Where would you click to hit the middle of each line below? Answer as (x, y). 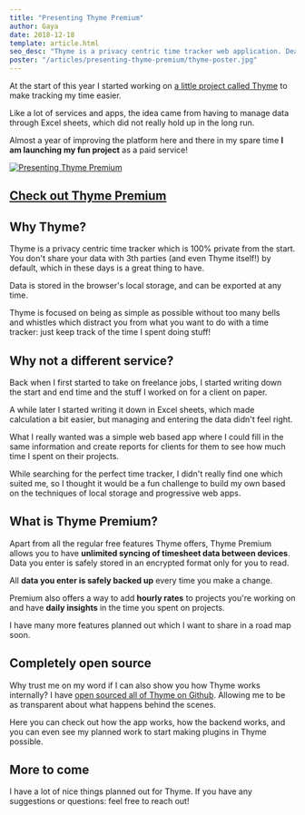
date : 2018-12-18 (42, 34)
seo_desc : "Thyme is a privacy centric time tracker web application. (146, 52)
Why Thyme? (48, 226)
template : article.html (54, 43)
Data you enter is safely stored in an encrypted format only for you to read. (149, 563)
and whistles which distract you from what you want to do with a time (139, 322)
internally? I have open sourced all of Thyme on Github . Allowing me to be (148, 694)
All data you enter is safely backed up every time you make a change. (141, 580)
